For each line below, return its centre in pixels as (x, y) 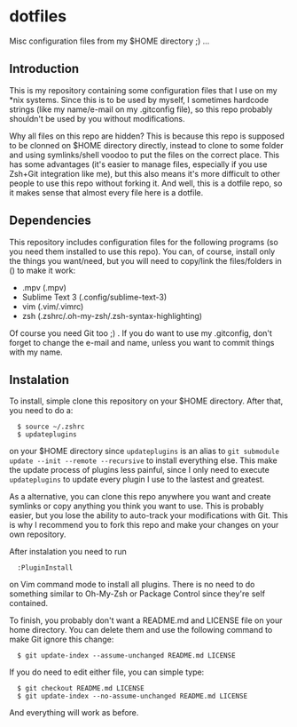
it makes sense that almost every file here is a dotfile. (106, 192)
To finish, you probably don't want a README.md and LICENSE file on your (146, 620)
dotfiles (38, 16)
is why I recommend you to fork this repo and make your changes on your (144, 525)
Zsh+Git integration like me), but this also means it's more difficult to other (145, 173)
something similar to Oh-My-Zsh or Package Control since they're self (137, 594)
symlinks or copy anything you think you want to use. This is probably (137, 506)
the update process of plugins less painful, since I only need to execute (140, 470)
